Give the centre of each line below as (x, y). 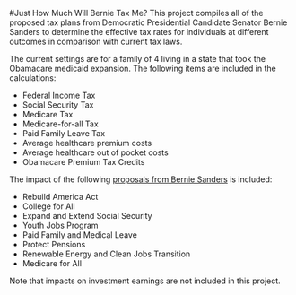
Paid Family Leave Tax (64, 133)
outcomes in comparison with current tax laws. (96, 41)
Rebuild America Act (60, 197)
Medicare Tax (48, 114)
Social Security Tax (58, 105)
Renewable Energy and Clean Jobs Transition (106, 254)
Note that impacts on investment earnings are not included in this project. (145, 281)
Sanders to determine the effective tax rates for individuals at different (139, 32)
